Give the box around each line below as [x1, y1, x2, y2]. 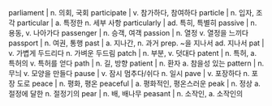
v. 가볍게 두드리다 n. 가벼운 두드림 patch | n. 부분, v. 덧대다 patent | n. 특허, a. [8, 49, 257, 57]
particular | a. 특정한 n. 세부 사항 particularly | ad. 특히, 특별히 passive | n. [16, 18, 257, 28]
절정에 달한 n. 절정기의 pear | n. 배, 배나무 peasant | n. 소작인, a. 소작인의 [8, 89, 244, 98]
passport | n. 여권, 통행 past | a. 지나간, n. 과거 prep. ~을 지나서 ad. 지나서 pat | [8, 38, 265, 48]
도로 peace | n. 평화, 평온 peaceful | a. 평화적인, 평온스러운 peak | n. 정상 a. [16, 78, 261, 88]
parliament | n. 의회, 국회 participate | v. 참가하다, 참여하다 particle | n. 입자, [8, 8, 254, 17]
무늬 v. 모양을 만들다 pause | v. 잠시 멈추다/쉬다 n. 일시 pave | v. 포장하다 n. [8, 69, 250, 78]
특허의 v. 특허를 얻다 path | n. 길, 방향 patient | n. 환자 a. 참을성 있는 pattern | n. [8, 58, 265, 68]
